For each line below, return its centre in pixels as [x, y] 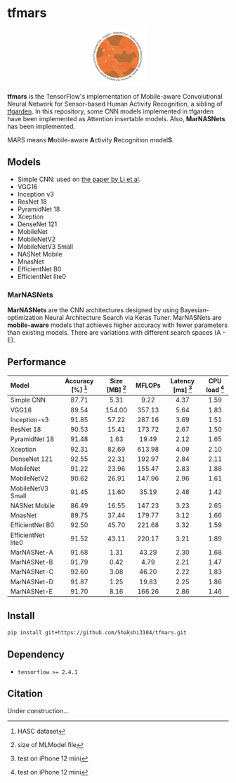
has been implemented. [41, 126]
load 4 [215, 389]
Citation [25, 694]
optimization [25, 318]
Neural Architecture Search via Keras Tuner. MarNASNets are [133, 318]
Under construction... [38, 710]
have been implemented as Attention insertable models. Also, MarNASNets [117, 118]
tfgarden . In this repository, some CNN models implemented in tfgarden [111, 111]
